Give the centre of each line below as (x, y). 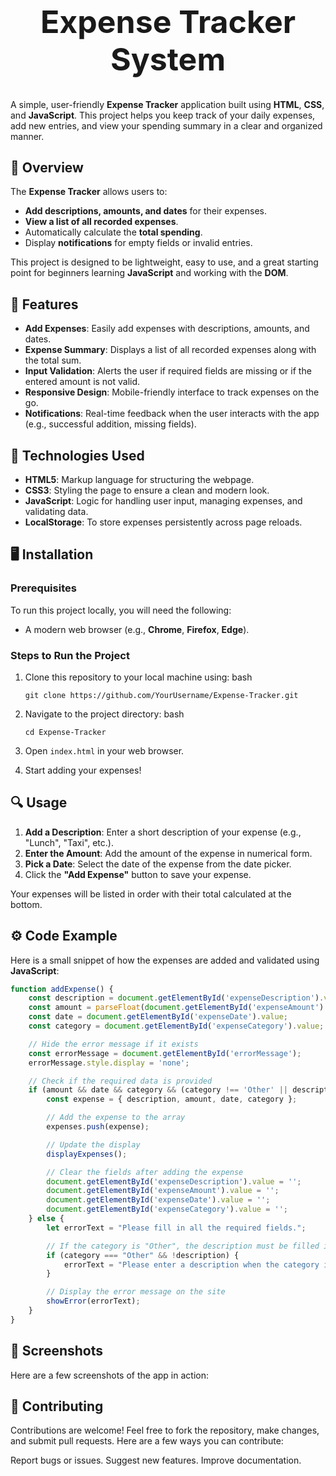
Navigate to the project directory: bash (104, 714)
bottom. (26, 904)
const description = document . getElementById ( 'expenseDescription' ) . (176, 998)
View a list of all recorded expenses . (101, 222)
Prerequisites (43, 588)
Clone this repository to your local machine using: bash (138, 677)
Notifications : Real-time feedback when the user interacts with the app (172, 414)
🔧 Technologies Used (77, 455)
